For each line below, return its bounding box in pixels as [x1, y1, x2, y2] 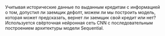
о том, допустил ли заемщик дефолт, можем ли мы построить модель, [5, 9, 156, 15]
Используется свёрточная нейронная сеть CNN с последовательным [5, 20, 153, 26]
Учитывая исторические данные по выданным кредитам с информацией [5, 4, 161, 10]
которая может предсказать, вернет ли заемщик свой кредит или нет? [5, 15, 157, 20]
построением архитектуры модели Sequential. [5, 25, 104, 31]
